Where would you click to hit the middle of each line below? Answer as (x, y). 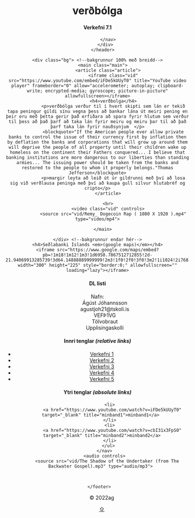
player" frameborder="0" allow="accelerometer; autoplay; (83, 86)
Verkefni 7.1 (97, 27)
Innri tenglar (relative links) (97, 341)
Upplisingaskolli (105, 328)
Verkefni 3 (102, 366)
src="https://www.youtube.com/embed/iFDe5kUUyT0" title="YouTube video (97, 81)
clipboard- (171, 86)
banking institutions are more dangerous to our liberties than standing (97, 158)
